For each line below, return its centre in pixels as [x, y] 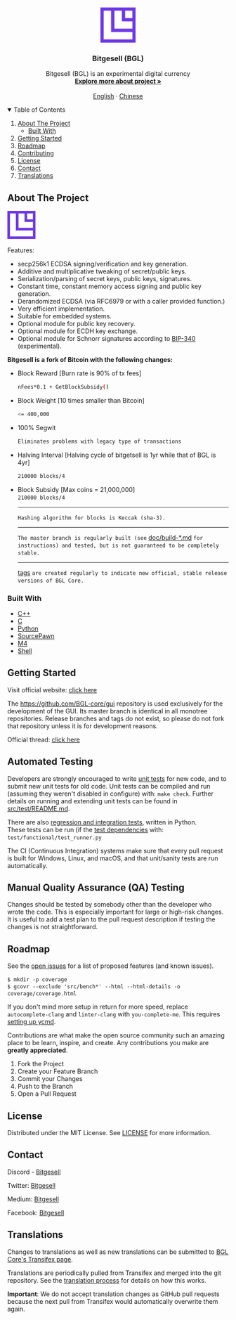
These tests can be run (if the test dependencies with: [85, 829]
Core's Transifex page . [40, 1259]
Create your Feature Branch [58, 1071]
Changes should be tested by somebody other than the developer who [110, 905]
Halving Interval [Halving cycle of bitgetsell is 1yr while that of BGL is [117, 455]
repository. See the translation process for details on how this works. [107, 1280]
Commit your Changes [50, 1079]
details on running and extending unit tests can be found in [92, 801]
